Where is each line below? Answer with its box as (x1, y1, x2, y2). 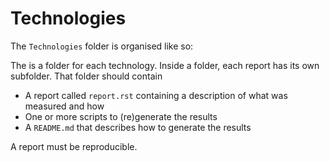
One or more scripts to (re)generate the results (24, 110, 218, 122)
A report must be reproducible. (10, 140, 138, 152)
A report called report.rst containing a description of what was (24, 89, 288, 101)
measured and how (24, 100, 105, 112)
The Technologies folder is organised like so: (10, 40, 194, 52)
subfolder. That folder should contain (10, 70, 163, 82)
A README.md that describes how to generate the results (24, 121, 252, 133)
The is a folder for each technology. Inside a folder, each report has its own (10, 59, 320, 71)
